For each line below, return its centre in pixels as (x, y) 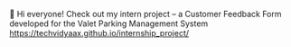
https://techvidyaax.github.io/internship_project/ (99, 33)
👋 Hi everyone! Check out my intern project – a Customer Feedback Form (145, 14)
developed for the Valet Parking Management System (109, 23)
